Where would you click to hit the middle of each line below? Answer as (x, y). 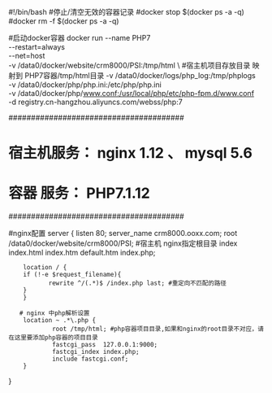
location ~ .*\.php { (59, 321)
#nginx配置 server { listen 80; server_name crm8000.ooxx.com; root (123, 234)
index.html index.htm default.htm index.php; (82, 253)
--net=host (27, 56)
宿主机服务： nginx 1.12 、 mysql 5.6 (131, 153)
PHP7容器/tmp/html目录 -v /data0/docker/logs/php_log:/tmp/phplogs (140, 75)
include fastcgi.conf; (90, 359)
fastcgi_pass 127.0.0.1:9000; (105, 345)
